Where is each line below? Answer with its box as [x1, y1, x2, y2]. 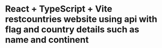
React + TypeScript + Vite [5, 3, 112, 15]
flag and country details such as [5, 24, 139, 35]
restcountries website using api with [5, 14, 158, 25]
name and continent [5, 34, 89, 46]
